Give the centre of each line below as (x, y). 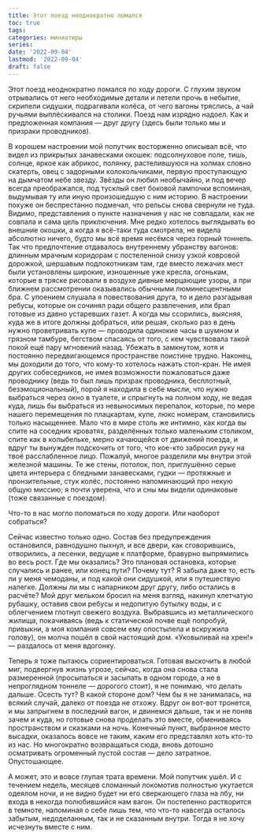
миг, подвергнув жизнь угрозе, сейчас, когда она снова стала (113, 669)
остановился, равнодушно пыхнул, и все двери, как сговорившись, (122, 545)
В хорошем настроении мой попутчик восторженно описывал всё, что (128, 146)
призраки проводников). (50, 131)
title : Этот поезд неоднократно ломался (76, 15)
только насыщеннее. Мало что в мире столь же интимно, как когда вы (127, 422)
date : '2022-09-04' (40, 52)
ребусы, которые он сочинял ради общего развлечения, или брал (119, 305)
